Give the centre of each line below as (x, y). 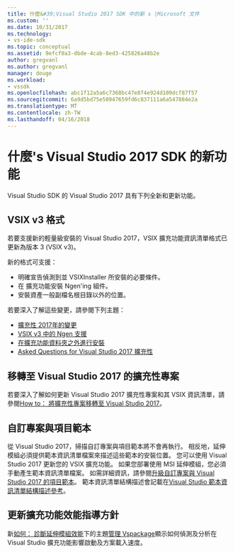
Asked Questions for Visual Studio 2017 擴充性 (85, 352)
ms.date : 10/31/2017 (38, 27)
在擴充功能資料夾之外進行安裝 (61, 343)
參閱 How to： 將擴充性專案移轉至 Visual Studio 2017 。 (87, 403)
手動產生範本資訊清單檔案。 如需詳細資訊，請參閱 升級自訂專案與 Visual (111, 473)
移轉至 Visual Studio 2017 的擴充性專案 (93, 376)
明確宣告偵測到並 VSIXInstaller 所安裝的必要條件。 (91, 277)
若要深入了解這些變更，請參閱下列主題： (66, 310)
